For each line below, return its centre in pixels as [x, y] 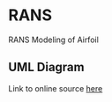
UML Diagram [46, 67]
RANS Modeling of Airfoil [53, 40]
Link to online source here [56, 88]
